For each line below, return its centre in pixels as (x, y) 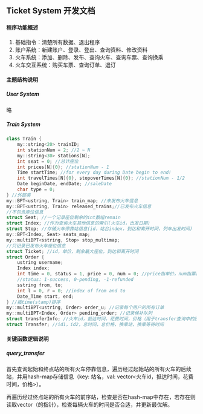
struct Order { (25, 257)
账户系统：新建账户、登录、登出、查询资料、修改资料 (81, 50)
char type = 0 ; (36, 189)
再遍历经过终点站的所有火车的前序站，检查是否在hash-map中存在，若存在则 (101, 397)
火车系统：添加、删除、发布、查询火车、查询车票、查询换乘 (89, 57)
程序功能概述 (22, 27)
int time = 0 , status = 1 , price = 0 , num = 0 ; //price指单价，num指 (104, 274)
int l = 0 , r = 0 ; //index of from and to (71, 291)
